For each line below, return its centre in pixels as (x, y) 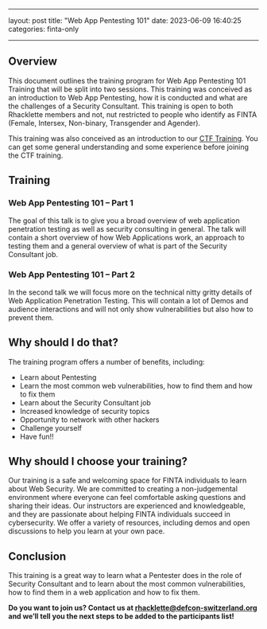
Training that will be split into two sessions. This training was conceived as (130, 89)
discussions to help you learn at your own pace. (87, 531)
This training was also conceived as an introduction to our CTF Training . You (133, 138)
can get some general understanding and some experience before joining (128, 147)
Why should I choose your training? (98, 461)
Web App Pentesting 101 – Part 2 (72, 275)
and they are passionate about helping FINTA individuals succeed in (119, 514)
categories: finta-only (44, 29)
